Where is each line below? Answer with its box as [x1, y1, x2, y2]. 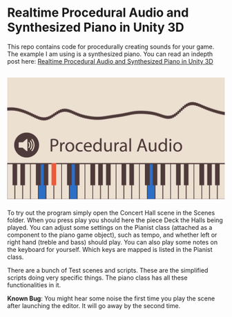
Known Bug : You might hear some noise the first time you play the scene [7, 294, 215, 302]
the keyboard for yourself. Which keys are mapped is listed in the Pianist [7, 245, 213, 253]
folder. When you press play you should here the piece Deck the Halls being [7, 216, 223, 224]
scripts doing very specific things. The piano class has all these [7, 273, 188, 282]
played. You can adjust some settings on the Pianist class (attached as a [7, 223, 213, 231]
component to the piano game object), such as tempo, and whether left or [7, 230, 217, 239]
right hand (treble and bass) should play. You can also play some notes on [7, 237, 218, 246]
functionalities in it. [7, 280, 61, 289]
